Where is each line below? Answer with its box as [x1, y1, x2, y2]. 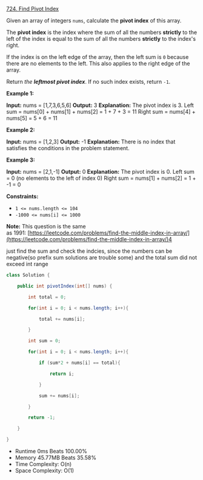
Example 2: [6, 126, 35, 133]
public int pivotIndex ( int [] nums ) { [17, 283, 113, 289]
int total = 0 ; [28, 294, 67, 300]
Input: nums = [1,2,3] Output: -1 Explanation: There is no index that [6, 138, 176, 145]
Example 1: [6, 90, 35, 97]
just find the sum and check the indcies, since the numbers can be [6, 247, 173, 255]
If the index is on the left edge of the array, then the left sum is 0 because [6, 53, 189, 60]
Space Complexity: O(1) [15, 467, 75, 474]
